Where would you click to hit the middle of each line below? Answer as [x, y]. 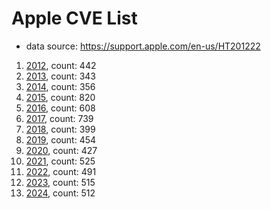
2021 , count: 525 [60, 161]
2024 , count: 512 [60, 193]
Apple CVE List [74, 18]
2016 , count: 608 [60, 108]
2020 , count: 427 [61, 150]
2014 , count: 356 [60, 86]
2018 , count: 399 [60, 129]
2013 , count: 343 [61, 76]
